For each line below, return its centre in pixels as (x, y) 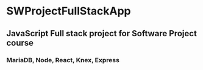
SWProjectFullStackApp (69, 11)
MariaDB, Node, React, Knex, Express (63, 60)
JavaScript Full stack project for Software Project (101, 33)
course (20, 43)
